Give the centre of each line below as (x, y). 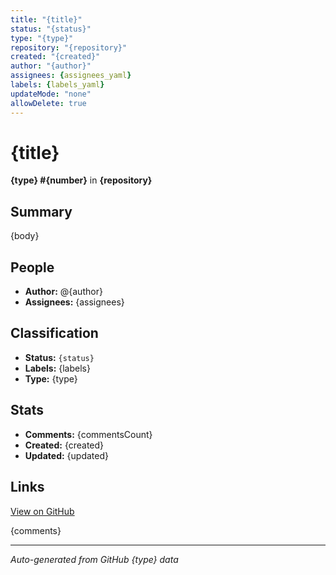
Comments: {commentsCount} (88, 434)
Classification (54, 333)
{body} (25, 236)
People (32, 267)
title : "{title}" (46, 19)
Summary (41, 211)
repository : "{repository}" (69, 47)
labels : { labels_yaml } (57, 85)
